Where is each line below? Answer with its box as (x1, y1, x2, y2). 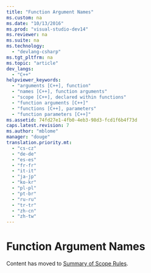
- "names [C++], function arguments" (12, 89, 108, 95)
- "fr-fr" (12, 162, 37, 169)
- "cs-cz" (12, 145, 37, 151)
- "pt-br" (12, 191, 37, 197)
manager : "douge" (6, 134, 51, 140)
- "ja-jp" (12, 173, 37, 180)
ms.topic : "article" (6, 60, 59, 66)
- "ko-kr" (12, 180, 37, 186)
